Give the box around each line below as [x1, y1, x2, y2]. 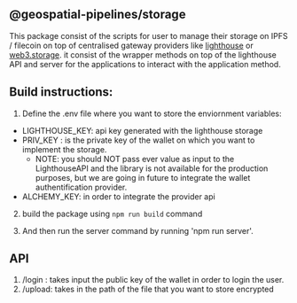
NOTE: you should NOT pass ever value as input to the [35, 153, 235, 164]
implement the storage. [21, 144, 107, 154]
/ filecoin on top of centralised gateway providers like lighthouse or [9, 40, 254, 50]
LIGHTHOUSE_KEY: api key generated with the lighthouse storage [21, 125, 263, 136]
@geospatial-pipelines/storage [9, 7, 186, 22]
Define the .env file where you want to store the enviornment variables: [21, 108, 282, 119]
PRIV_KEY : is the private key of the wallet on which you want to [21, 135, 255, 145]
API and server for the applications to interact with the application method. [9, 58, 281, 69]
